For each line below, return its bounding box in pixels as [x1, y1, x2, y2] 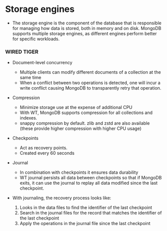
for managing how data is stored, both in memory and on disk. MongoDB [12, 25, 162, 31]
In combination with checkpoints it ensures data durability [19, 169, 138, 175]
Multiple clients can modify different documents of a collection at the [19, 69, 161, 75]
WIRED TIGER [5, 48, 39, 55]
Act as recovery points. [19, 145, 68, 151]
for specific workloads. [12, 36, 60, 42]
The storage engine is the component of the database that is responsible [12, 20, 162, 26]
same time [19, 75, 41, 81]
